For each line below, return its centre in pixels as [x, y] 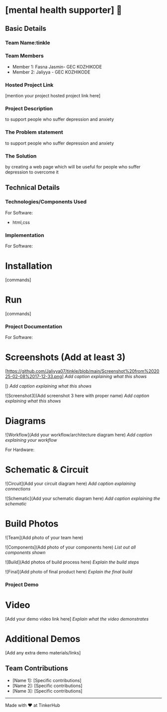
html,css [21, 222]
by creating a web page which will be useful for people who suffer [73, 166]
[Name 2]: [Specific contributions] [47, 686]
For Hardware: [20, 450]
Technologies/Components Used [46, 202]
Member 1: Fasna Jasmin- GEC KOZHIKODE [57, 67]
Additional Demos [43, 639]
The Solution [21, 156]
